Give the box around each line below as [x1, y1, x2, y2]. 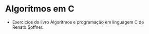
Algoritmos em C [5, 3, 74, 14]
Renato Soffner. [12, 24, 44, 30]
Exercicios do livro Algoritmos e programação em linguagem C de [12, 19, 144, 25]
